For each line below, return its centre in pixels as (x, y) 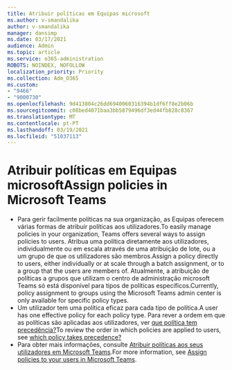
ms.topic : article (34, 53)
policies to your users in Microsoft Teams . (77, 360)
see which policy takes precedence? (69, 337)
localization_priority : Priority (55, 72)
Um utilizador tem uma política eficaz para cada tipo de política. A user (117, 308)
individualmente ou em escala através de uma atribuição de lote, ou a (116, 249)
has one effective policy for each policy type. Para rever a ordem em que (121, 315)
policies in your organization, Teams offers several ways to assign (111, 234)
